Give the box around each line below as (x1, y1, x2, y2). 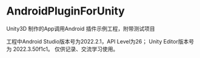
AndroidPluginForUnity (6, 4, 125, 18)
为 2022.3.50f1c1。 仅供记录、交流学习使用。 (6, 45, 119, 53)
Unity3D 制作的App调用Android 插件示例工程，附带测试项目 (6, 25, 156, 32)
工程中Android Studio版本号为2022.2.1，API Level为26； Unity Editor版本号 (6, 37, 195, 45)
